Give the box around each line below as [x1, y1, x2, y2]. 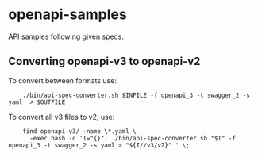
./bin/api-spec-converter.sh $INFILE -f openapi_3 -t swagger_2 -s [22, 91, 250, 99]
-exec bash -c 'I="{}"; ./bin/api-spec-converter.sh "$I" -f [29, 134, 237, 142]
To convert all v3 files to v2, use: [8, 112, 115, 121]
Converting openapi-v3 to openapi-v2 [8, 55, 201, 68]
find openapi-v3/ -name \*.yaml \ [22, 127, 137, 136]
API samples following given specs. [8, 32, 125, 41]
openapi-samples [8, 6, 127, 24]
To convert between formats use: [8, 75, 117, 85]
